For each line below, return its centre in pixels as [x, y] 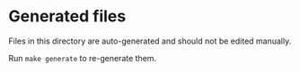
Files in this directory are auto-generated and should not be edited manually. [150, 41]
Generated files [67, 16]
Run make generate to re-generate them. [83, 58]
